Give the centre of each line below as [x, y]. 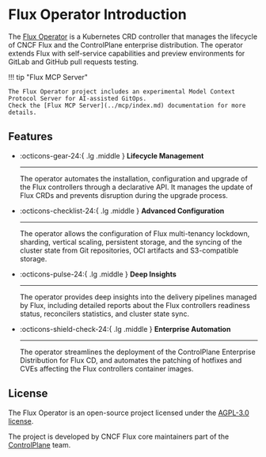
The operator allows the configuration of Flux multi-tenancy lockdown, [135, 233]
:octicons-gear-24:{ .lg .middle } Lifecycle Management [112, 155]
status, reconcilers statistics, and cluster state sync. [104, 314]
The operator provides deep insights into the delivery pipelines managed [138, 297]
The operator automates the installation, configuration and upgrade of [133, 178]
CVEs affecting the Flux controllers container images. [106, 368]
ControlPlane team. [40, 444]
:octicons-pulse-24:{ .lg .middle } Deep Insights [98, 274]
